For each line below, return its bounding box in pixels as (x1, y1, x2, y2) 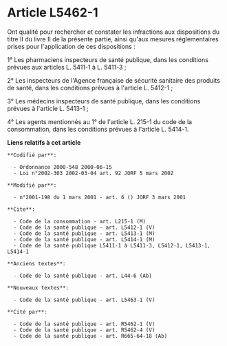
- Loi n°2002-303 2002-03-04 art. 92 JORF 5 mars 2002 (13, 170, 174, 176)
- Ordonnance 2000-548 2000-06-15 (13, 163, 112, 170)
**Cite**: (7, 205, 36, 213)
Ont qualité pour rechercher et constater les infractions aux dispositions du (7, 28, 220, 36)
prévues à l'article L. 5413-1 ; (7, 104, 89, 112)
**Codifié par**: (7, 152, 57, 159)
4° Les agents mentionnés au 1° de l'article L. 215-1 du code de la (7, 117, 193, 125)
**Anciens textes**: (7, 260, 67, 267)
